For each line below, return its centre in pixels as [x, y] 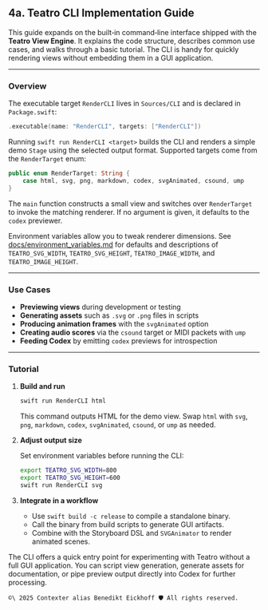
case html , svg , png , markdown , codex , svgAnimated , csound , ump [134, 180]
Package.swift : [33, 112]
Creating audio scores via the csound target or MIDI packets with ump [132, 332]
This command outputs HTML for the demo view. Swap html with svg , [134, 416]
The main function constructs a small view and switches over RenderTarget [130, 204]
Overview [28, 85]
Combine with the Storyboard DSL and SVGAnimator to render [132, 533]
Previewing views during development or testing [100, 307]
